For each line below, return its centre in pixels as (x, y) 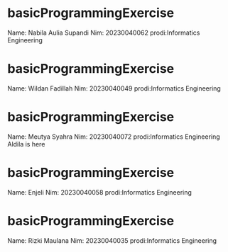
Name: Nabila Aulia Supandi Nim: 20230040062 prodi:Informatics (104, 33)
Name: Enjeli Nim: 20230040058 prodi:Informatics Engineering (99, 192)
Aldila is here (26, 144)
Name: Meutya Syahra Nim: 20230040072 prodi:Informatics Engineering (114, 137)
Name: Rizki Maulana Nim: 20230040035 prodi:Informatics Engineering (112, 240)
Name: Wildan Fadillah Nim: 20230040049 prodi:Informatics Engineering (114, 88)
